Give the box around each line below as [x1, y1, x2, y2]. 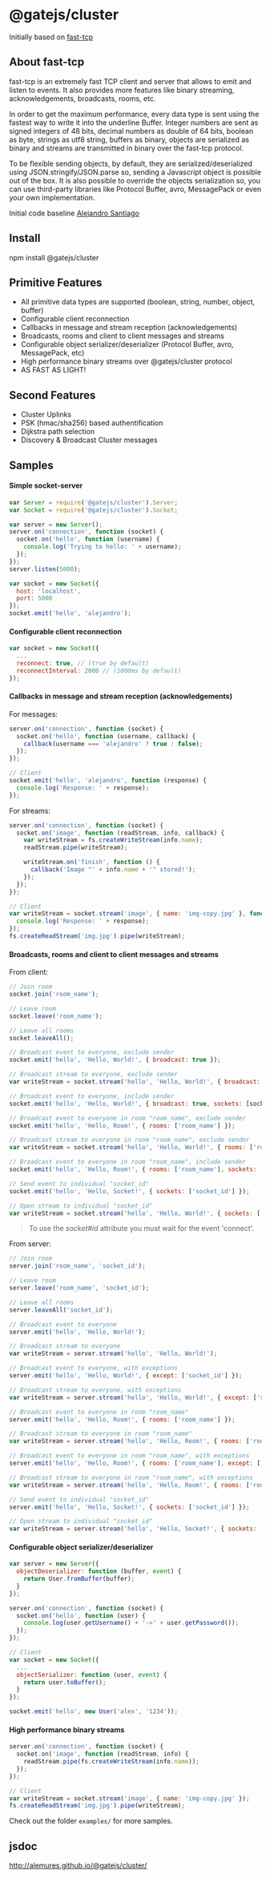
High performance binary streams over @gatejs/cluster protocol [20, 356, 232, 366]
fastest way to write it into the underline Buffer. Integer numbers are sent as [9, 118, 259, 127]
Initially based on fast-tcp [9, 32, 94, 42]
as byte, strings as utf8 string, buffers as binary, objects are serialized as [9, 135, 249, 144]
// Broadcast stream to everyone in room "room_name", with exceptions [9, 1474, 253, 1482]
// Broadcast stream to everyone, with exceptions [9, 1385, 182, 1394]
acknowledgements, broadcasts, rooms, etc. [9, 94, 156, 103]
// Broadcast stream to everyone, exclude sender [9, 1071, 179, 1079]
